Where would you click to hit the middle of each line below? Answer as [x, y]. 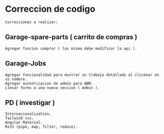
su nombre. [16, 79]
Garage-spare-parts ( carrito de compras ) [71, 37]
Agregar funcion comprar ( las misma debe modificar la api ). [71, 48]
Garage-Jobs [26, 64]
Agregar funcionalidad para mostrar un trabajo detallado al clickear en [82, 75]
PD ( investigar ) [30, 102]
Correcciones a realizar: [31, 22]
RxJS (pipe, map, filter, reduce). [41, 127]
